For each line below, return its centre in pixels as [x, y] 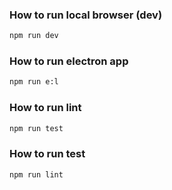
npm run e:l [34, 82]
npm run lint [36, 174]
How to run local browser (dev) [86, 15]
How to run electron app [69, 61]
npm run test [36, 128]
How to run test [47, 154]
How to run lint [45, 108]
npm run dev [34, 36]
